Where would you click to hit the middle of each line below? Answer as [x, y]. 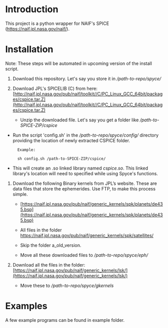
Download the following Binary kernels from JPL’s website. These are [85, 183]
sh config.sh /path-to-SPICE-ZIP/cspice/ [62, 158]
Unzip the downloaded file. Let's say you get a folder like [79, 120]
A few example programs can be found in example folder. [65, 320]
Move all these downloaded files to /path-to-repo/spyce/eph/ [84, 255]
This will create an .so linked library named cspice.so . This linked [80, 168]
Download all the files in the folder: [49, 265]
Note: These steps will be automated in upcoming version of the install [79, 63]
